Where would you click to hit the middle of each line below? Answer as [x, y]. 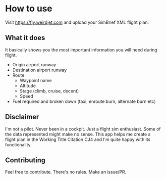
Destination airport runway [39, 70]
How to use [29, 9]
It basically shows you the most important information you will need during [81, 49]
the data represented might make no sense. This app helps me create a [78, 134]
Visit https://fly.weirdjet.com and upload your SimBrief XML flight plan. [77, 22]
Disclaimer [22, 117]
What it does [25, 38]
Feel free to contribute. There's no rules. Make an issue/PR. [66, 172]
